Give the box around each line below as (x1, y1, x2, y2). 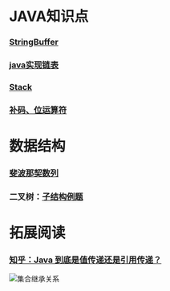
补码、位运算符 (9, 104, 67, 115)
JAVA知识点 (9, 7, 89, 26)
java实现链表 (9, 59, 59, 71)
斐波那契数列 (9, 168, 59, 179)
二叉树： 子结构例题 (9, 191, 83, 202)
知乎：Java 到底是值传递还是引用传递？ (9, 254, 162, 265)
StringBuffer (9, 37, 59, 48)
